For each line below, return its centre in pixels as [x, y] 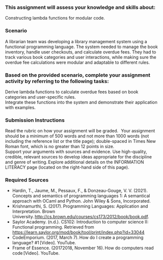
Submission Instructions [35, 120]
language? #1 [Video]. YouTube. [44, 243]
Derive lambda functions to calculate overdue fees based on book [72, 92]
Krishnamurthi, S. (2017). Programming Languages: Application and [80, 206]
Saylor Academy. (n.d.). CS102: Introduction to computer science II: [80, 222]
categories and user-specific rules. [41, 97]
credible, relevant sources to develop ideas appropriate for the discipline [79, 157]
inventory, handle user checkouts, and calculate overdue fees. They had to [81, 52]
